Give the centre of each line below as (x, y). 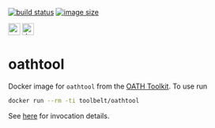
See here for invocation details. (59, 115)
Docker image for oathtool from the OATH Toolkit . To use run (108, 86)
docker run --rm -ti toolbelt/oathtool (74, 100)
